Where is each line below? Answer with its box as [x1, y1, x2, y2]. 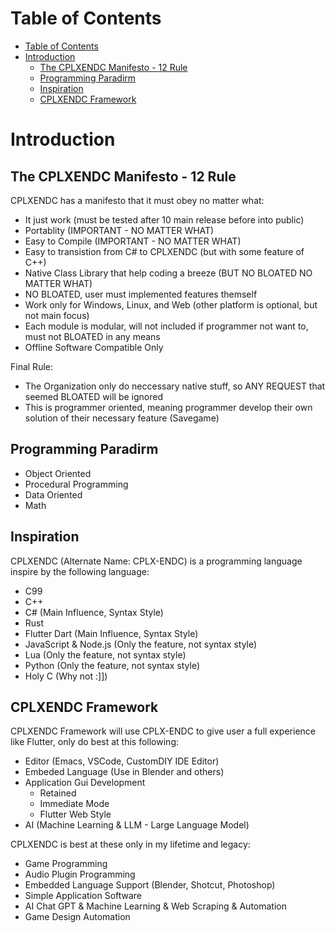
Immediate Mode [39, 798, 110, 810]
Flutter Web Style [39, 808, 112, 821]
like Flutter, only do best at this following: [10, 736, 179, 748]
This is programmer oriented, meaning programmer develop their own [24, 401, 313, 413]
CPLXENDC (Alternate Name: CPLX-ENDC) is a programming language [10, 555, 303, 567]
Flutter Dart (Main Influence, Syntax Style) [24, 627, 199, 639]
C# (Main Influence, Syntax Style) [24, 606, 164, 618]
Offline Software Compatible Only [24, 341, 164, 353]
